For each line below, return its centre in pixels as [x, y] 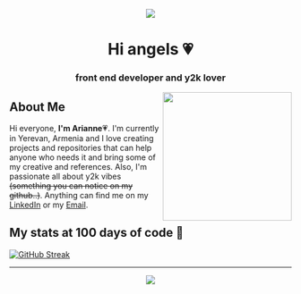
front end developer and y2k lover [150, 78]
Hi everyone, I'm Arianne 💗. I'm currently [84, 128]
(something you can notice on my [71, 185]
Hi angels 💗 [150, 50]
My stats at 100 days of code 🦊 [97, 233]
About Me [37, 107]
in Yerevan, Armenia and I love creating [82, 138]
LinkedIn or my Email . [49, 205]
